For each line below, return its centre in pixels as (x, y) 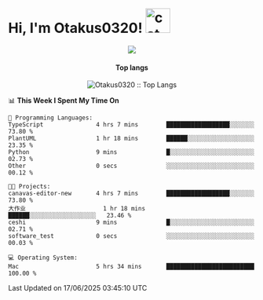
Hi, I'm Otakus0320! (75, 28)
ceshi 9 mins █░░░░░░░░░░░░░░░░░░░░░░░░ (131, 223)
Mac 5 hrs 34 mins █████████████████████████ (131, 267)
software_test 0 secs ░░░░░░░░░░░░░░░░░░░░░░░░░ (131, 236)
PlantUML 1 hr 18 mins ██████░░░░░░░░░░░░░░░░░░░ (131, 139)
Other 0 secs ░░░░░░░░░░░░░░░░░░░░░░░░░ (131, 166)
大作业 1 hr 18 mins (77, 209)
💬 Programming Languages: (50, 118)
